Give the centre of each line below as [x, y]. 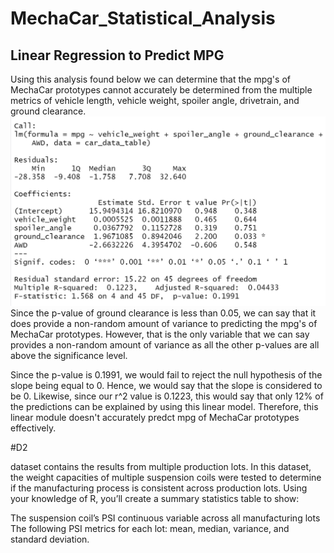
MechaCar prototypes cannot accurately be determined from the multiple [161, 90]
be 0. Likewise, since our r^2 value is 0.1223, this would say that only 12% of [167, 396]
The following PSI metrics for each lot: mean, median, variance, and [150, 528]
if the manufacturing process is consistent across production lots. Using [159, 488]
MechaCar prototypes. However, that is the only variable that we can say [160, 334]
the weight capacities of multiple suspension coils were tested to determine [166, 477]
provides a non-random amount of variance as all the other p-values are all [165, 344]
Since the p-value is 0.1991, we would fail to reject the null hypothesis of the [166, 374]
